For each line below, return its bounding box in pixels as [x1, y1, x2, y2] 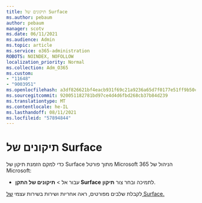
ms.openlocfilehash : [6, 87, 58, 93]
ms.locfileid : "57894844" [6, 115, 71, 121]
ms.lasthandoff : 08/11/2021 [6, 109, 77, 115]
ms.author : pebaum [6, 14, 52, 20]
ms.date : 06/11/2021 [6, 31, 58, 37]
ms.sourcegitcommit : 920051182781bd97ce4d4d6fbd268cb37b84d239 [6, 92, 168, 98]
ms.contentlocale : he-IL [6, 103, 69, 110]
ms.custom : [6, 70, 34, 76]
